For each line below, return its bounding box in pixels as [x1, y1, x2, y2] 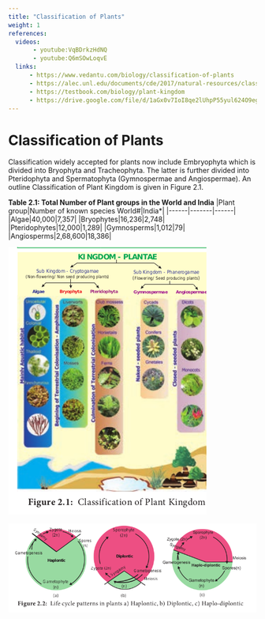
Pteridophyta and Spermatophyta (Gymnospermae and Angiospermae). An [8, 174, 252, 183]
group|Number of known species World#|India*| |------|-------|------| [8, 206, 237, 216]
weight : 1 [8, 21, 41, 29]
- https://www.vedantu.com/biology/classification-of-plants [28, 71, 235, 79]
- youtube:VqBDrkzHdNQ [32, 46, 108, 55]
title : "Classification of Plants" [8, 13, 125, 21]
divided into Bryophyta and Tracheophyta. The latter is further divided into [8, 166, 250, 176]
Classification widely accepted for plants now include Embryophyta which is [8, 157, 256, 167]
